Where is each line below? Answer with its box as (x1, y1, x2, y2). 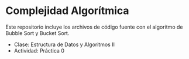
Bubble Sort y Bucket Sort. (5, 29, 70, 36)
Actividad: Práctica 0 (13, 47, 65, 54)
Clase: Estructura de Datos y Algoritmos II (13, 41, 115, 48)
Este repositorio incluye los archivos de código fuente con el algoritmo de (5, 23, 183, 30)
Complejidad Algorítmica (5, 4, 129, 18)
